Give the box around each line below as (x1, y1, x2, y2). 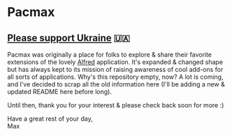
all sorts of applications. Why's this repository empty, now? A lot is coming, (7, 73, 224, 81)
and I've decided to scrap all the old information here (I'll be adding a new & (7, 80, 225, 88)
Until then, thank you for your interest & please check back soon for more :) (7, 101, 224, 109)
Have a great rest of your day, (7, 114, 93, 123)
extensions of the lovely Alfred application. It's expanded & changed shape (7, 58, 224, 66)
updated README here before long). (7, 88, 112, 96)
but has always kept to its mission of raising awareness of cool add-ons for (7, 66, 224, 73)
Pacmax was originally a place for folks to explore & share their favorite (7, 50, 212, 59)
